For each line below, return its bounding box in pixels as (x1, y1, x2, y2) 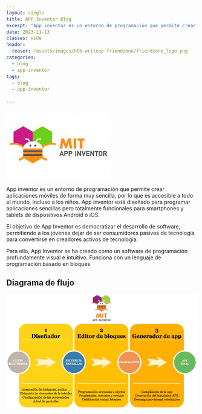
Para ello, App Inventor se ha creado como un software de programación (6, 248, 188, 254)
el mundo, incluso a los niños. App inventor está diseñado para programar (6, 198, 191, 205)
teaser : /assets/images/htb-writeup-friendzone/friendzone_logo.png (11, 48, 188, 54)
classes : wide (6, 35, 42, 42)
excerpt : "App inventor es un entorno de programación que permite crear (6, 22, 197, 28)
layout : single (6, 10, 45, 16)
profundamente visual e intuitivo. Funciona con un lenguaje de (6, 254, 161, 261)
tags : (6, 73, 20, 80)
